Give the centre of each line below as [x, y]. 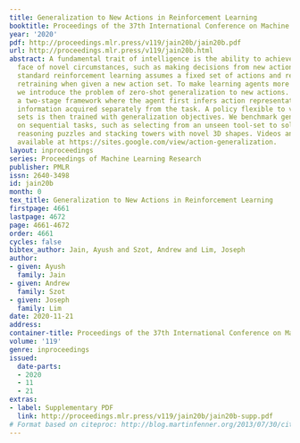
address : [25, 325]
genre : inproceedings [50, 349]
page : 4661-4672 [39, 225]
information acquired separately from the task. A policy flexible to [151, 109]
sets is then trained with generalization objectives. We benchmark [147, 117]
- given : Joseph [39, 300]
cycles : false [36, 242]
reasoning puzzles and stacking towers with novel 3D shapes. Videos [149, 134]
